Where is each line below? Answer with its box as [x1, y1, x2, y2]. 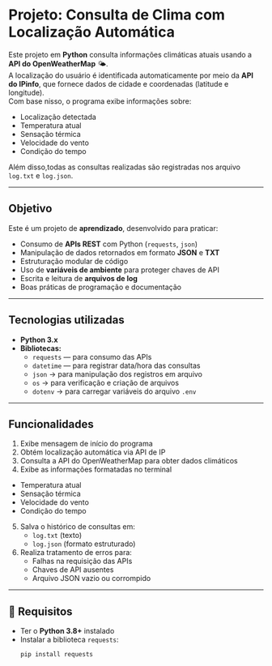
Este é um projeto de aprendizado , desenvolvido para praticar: [8, 223, 219, 233]
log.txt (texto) [32, 531, 83, 540]
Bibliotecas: [19, 343, 62, 353]
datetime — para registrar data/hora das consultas [32, 361, 201, 370]
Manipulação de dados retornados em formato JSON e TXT [19, 247, 220, 257]
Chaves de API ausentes [32, 565, 114, 574]
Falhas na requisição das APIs [32, 557, 133, 566]
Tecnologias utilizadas [8, 314, 125, 327]
